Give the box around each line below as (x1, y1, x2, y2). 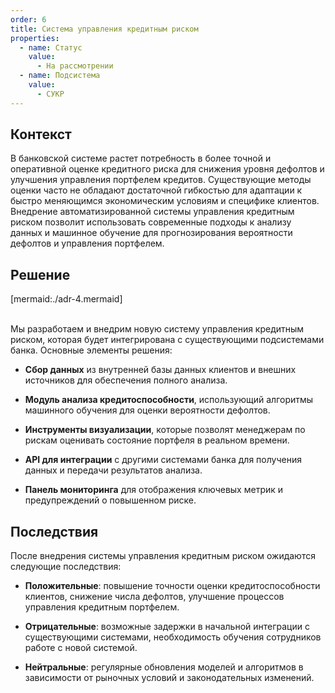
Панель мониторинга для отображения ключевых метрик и (24, 484, 284, 496)
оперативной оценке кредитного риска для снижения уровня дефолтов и (10, 163, 325, 175)
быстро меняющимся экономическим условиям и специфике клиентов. (10, 195, 320, 207)
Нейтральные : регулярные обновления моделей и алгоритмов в (24, 661, 304, 673)
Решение (10, 266, 71, 283)
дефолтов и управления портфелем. (10, 237, 165, 250)
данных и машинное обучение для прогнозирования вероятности (10, 227, 293, 239)
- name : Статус (19, 42, 83, 53)
